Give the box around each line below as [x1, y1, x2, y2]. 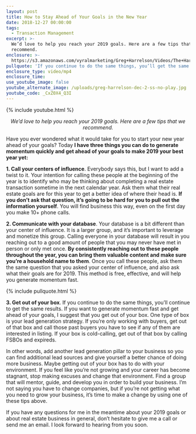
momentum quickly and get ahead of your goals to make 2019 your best [6, 148, 184, 155]
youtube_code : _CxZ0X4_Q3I [6, 90, 72, 96]
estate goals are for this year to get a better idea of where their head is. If [6, 190, 183, 197]
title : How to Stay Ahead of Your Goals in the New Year [6, 14, 148, 20]
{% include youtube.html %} [6, 106, 74, 113]
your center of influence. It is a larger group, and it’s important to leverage [6, 226, 184, 233]
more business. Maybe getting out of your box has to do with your [6, 360, 165, 367]
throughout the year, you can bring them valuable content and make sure [6, 251, 187, 258]
